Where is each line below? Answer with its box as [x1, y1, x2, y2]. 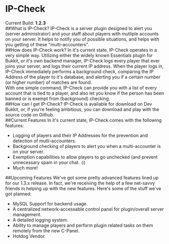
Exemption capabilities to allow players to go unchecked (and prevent [12, 154, 158, 160]
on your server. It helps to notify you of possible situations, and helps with [5, 36, 159, 42]
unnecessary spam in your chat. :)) [12, 159, 86, 165]
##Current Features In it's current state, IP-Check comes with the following [5, 117, 162, 123]
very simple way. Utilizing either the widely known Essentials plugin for [5, 52, 153, 58]
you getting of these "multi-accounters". [5, 41, 90, 47]
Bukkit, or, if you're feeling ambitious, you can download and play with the [5, 106, 159, 112]
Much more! [12, 165, 38, 171]
